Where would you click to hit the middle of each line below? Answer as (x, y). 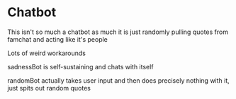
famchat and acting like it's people (58, 39)
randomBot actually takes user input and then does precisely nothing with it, (119, 80)
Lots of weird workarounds (47, 53)
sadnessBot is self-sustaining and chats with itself (80, 66)
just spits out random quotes (49, 88)
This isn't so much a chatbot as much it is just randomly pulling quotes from (118, 32)
